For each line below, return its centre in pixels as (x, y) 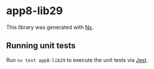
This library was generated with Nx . (50, 27)
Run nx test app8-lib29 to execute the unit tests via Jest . (77, 60)
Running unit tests (41, 46)
